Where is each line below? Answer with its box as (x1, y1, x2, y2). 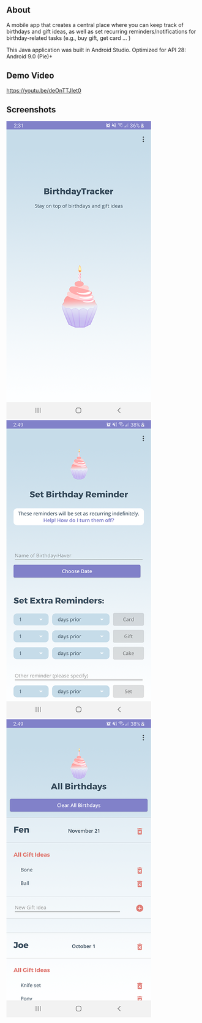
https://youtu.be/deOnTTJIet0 (6, 87, 81, 94)
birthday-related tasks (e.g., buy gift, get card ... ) (6, 34, 131, 42)
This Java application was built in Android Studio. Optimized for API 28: (6, 46, 187, 53)
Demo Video (6, 71, 54, 81)
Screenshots (6, 104, 56, 115)
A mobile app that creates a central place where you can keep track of (6, 21, 184, 28)
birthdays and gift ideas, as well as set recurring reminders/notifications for (6, 28, 196, 35)
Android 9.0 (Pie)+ (6, 52, 53, 60)
